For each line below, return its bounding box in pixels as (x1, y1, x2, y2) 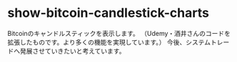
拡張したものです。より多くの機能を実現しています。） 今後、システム (7, 37, 211, 46)
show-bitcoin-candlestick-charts (7, 5, 209, 21)
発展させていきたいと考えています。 (19, 46, 126, 55)
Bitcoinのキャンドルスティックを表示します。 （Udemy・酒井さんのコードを (7, 29, 231, 37)
